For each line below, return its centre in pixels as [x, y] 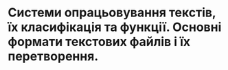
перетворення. [53, 57]
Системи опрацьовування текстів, [112, 13]
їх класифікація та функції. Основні [115, 27]
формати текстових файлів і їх [99, 42]
